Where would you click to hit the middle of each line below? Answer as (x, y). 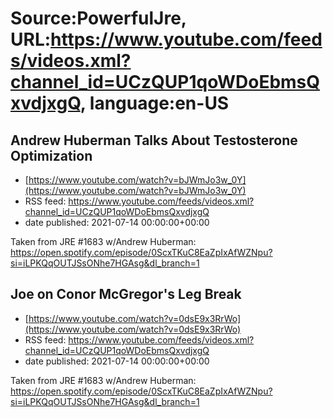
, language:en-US (154, 103)
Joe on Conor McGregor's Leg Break (126, 294)
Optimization (51, 155)
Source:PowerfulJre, (98, 18)
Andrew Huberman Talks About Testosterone (154, 140)
